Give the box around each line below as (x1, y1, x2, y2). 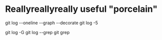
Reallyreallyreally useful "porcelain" (5, 3, 158, 15)
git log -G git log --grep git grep (5, 29, 70, 35)
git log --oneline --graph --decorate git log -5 (5, 20, 98, 26)
